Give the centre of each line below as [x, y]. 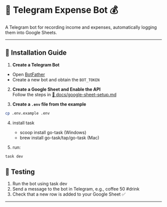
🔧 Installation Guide [36, 53]
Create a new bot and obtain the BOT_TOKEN [56, 79]
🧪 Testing [20, 172]
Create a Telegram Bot [36, 65]
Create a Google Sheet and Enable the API [56, 89]
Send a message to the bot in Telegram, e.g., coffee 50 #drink [76, 189]
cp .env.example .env [28, 113]
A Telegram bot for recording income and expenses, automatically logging [81, 27]
